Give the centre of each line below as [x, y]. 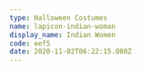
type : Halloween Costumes [58, 18]
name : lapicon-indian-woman [63, 26]
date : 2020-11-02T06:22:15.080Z [70, 52]
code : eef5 [30, 43]
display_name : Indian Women [63, 35]
